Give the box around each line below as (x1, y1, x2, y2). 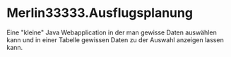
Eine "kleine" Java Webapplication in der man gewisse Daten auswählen (6, 28, 217, 37)
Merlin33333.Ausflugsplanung (6, 5, 194, 21)
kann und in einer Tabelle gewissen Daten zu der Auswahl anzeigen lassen (6, 35, 224, 44)
